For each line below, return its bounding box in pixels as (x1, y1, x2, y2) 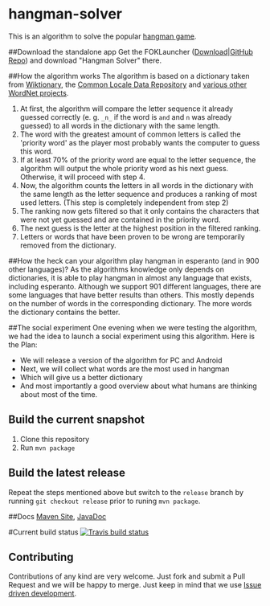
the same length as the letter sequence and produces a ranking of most (19, 189, 257, 199)
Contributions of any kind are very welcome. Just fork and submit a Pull (8, 571, 246, 581)
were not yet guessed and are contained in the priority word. (19, 215, 221, 224)
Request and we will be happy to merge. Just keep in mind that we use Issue (8, 580, 262, 590)
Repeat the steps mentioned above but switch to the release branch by (8, 487, 243, 497)
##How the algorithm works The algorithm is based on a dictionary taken (8, 71, 251, 80)
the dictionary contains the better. (8, 307, 121, 317)
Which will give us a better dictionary (19, 372, 143, 382)
